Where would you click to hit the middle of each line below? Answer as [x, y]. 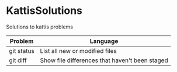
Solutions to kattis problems [39, 27]
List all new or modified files [78, 51]
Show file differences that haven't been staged [104, 60]
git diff [18, 60]
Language [104, 41]
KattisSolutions [44, 11]
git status [22, 51]
